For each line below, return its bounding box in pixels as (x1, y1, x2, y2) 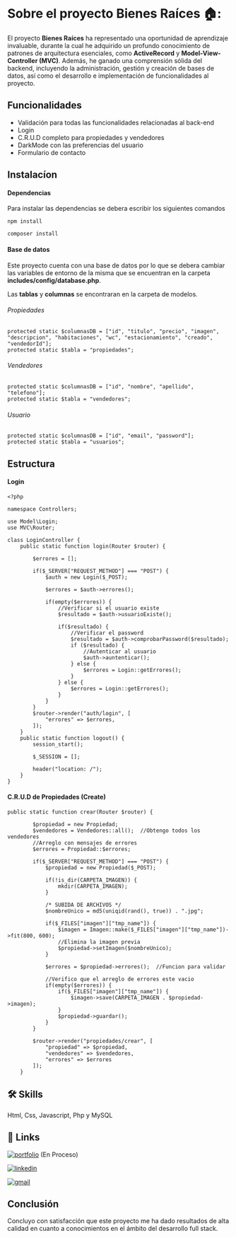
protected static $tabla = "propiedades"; (7, 346, 134, 354)
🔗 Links (7, 1131, 40, 1143)
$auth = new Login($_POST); (45, 574, 129, 581)
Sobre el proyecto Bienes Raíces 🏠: (7, 6, 222, 22)
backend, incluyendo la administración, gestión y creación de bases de (7, 64, 214, 72)
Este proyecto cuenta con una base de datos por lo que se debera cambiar (7, 261, 225, 270)
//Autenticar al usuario (83, 648, 157, 655)
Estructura (7, 458, 55, 470)
